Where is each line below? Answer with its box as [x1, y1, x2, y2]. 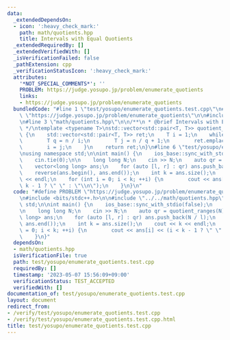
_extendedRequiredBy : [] [13, 42, 84, 49]
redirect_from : [7, 303, 51, 311]
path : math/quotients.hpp [19, 29, 94, 36]
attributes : [13, 73, 48, 81]
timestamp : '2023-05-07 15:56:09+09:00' [13, 271, 130, 278]
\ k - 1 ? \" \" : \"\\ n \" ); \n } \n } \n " [19, 182, 142, 189]
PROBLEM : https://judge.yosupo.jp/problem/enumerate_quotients [19, 86, 204, 93]
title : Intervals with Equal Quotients [19, 36, 133, 42]
